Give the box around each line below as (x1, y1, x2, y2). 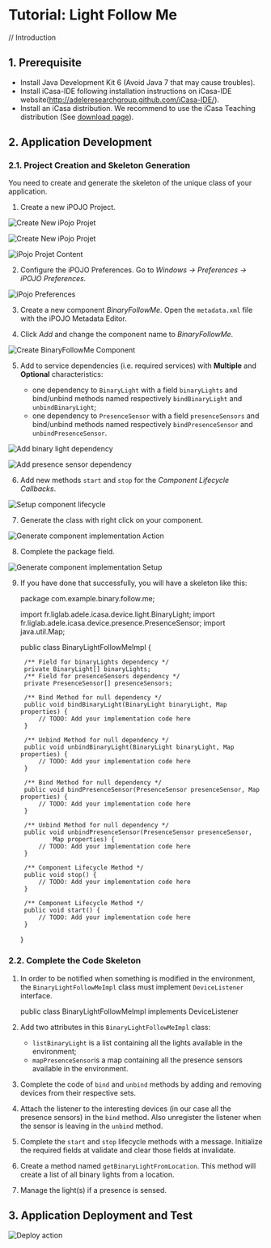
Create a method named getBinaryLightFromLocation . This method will (19, 1160, 256, 1170)
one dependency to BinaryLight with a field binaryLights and (32, 385, 238, 395)
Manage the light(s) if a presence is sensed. (19, 1185, 167, 1195)
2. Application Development (8, 135, 152, 149)
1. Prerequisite (8, 56, 83, 70)
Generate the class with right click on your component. (19, 515, 204, 525)
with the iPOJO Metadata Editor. (19, 314, 127, 323)
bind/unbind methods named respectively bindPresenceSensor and (32, 420, 253, 430)
